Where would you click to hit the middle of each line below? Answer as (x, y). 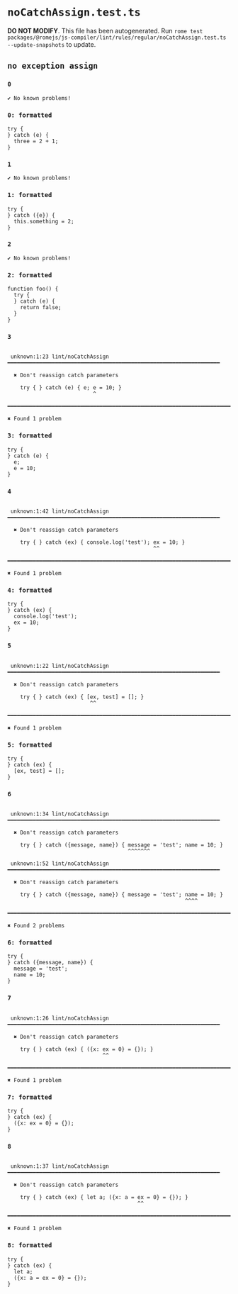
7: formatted (30, 1097)
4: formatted (30, 590)
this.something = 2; (44, 221)
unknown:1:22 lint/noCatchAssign (60, 666)
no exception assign (53, 66)
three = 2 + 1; (36, 141)
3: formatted (30, 436)
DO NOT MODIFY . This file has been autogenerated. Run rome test (105, 30)
